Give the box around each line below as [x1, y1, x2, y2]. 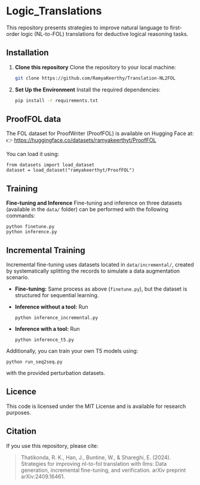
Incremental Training [6, 245, 85, 255]
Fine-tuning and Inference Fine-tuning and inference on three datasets [6, 199, 182, 207]
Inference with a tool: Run [14, 325, 80, 333]
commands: [6, 212, 36, 219]
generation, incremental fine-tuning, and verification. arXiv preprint [20, 466, 186, 474]
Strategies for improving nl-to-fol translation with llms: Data [20, 460, 167, 467]
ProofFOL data [6, 114, 61, 124]
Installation [6, 48, 49, 58]
